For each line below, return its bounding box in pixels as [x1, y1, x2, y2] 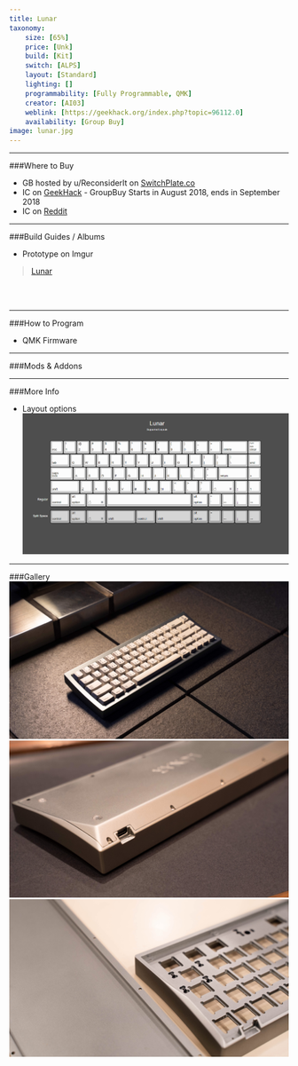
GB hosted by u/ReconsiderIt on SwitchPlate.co [21, 178, 195, 188]
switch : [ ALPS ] [25, 61, 82, 70]
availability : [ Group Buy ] [25, 117, 125, 126]
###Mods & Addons [9, 360, 82, 372]
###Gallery [9, 572, 51, 582]
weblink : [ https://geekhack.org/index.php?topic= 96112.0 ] [25, 107, 244, 117]
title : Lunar [9, 14, 58, 23]
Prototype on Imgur [21, 249, 94, 259]
